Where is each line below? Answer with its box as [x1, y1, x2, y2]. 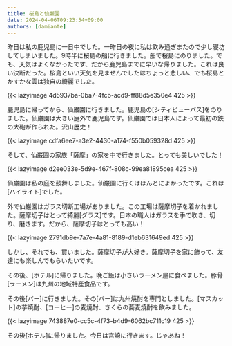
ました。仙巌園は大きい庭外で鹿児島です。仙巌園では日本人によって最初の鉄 [7, 114, 224, 122]
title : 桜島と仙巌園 [7, 10, 60, 17]
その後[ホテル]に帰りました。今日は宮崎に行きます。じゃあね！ [7, 331, 186, 340]
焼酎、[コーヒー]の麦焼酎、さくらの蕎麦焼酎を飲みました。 [27, 303, 195, 311]
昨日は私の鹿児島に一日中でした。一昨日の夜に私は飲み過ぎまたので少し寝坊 [7, 43, 225, 51]
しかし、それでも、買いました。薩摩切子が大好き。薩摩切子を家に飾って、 [7, 248, 218, 256]
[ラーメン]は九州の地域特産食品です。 [7, 280, 114, 288]
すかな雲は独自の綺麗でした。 [12, 78, 98, 86]
